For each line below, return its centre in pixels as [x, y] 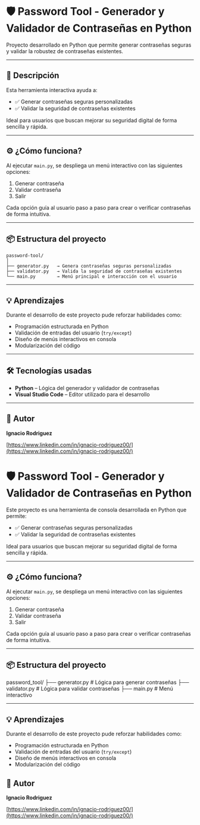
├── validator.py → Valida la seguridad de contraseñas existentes [94, 272]
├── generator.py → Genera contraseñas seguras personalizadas [89, 266]
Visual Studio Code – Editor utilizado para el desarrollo [82, 394]
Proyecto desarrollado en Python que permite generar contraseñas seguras [99, 45]
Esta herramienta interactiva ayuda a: [52, 90]
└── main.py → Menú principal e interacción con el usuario [92, 277]
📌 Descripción [33, 76]
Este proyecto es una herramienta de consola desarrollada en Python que [96, 510]
